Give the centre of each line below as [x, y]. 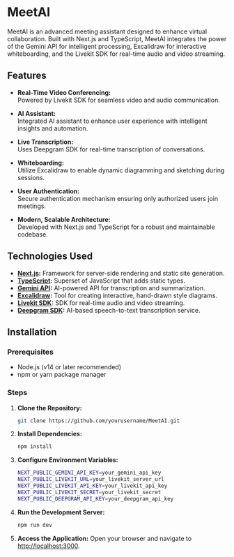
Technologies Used [50, 257]
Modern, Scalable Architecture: [64, 219]
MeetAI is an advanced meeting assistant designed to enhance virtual [107, 31]
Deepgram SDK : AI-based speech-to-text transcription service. [109, 310]
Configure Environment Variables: [68, 460]
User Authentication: [48, 191]
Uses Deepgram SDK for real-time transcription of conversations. [111, 149]
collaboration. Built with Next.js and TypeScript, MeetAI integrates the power [117, 38]
